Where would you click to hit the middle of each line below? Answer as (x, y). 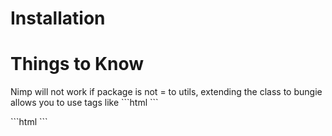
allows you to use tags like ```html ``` (84, 103)
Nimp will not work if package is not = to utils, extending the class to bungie (166, 92)
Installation (58, 18)
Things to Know (77, 64)
